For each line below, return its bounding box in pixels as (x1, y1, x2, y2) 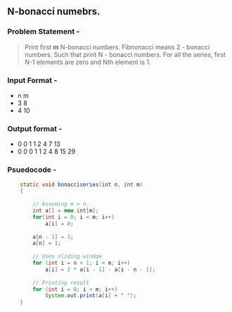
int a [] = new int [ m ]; (32, 207, 99, 214)
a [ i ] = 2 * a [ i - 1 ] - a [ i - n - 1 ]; (44, 266, 156, 273)
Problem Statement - (7, 27, 80, 37)
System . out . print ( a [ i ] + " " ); (44, 292, 137, 299)
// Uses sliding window (32, 253, 102, 260)
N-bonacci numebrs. (7, 6, 101, 18)
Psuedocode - (7, 165, 57, 175)
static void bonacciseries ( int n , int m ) (20, 181, 143, 188)
